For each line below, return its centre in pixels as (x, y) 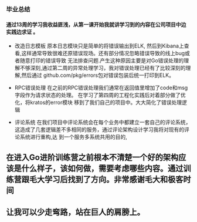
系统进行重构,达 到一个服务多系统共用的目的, (73, 137)
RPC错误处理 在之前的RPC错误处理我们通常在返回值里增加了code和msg (101, 88)
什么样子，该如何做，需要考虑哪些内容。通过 (102, 168)
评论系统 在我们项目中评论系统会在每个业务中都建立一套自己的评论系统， (103, 122)
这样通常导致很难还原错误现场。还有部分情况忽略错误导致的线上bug (103, 53)
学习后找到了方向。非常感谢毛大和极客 (114, 179)
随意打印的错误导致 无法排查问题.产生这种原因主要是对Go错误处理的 (102, 60)
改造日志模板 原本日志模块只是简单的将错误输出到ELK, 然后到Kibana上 (99, 46)
